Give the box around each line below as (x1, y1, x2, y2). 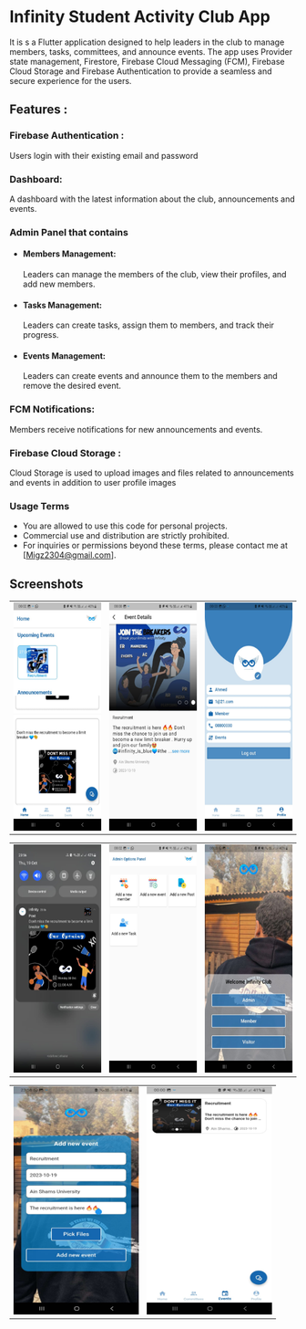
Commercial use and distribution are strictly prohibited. (22, 530, 229, 541)
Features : (9, 102, 68, 118)
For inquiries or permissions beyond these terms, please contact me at (22, 540, 289, 551)
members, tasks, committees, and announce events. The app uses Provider (9, 46, 293, 57)
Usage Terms (9, 499, 70, 512)
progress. (22, 330, 59, 340)
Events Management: (22, 350, 107, 361)
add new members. (22, 278, 96, 289)
